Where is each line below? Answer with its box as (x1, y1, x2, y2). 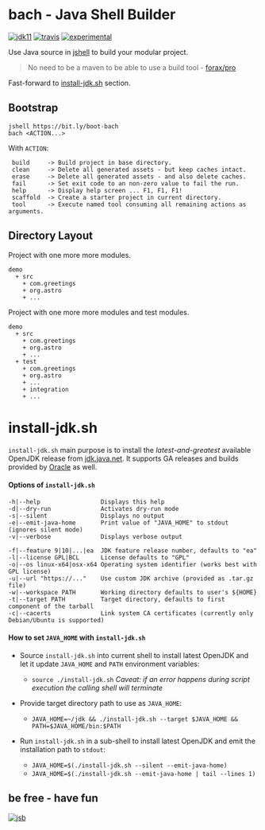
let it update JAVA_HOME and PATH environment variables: (19, 659, 200, 668)
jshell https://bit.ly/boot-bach (8, 122, 119, 131)
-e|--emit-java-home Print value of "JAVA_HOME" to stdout (8, 519, 229, 527)
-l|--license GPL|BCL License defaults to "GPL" (8, 553, 190, 562)
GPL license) (8, 567, 52, 575)
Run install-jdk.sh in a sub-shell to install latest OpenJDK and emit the (19, 736, 256, 746)
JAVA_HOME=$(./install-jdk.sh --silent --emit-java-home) (31, 762, 228, 770)
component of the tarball (8, 602, 94, 610)
